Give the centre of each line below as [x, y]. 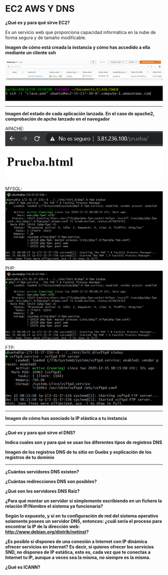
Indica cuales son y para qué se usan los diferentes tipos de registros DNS [84, 442]
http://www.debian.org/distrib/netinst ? [47, 531]
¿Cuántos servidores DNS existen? [42, 471]
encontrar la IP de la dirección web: [42, 526]
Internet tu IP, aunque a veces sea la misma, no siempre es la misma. [78, 557]
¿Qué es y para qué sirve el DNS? [40, 432]
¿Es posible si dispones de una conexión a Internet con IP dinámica [76, 541]
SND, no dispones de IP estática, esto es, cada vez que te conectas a [78, 552]
